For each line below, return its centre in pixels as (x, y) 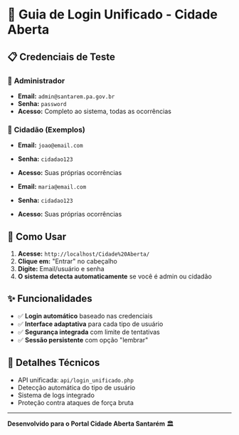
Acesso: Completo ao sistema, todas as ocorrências (95, 111)
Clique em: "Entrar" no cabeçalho (67, 261)
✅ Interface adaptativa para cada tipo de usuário (90, 324)
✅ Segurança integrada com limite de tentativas (89, 332)
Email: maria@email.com (52, 187)
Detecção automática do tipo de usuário (76, 387)
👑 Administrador (36, 80)
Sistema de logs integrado (56, 395)
